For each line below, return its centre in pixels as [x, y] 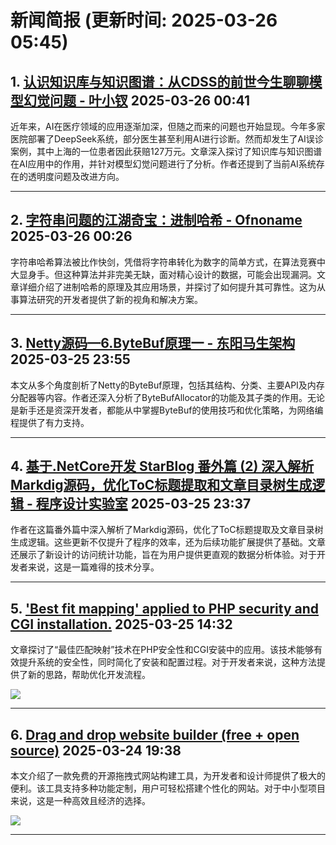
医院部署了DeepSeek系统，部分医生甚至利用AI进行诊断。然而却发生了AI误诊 [167, 139]
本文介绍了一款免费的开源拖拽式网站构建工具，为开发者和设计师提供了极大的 [168, 776]
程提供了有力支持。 [50, 422]
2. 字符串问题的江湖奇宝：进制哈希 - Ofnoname [156, 220]
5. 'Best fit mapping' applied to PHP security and [165, 608]
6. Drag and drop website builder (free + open [155, 734]
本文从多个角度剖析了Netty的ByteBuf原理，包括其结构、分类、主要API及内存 [167, 385]
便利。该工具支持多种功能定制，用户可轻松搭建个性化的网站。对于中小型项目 [168, 788]
